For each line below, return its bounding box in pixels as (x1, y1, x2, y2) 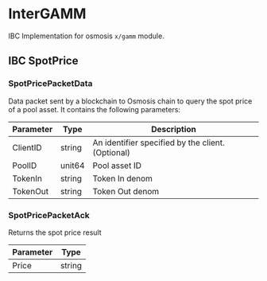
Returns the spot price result (8, 228, 102, 237)
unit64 (60, 160, 85, 171)
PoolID (12, 160, 37, 171)
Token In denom (92, 173, 153, 184)
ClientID (12, 142, 42, 153)
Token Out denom (92, 185, 160, 197)
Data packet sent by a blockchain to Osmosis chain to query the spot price (8, 96, 253, 106)
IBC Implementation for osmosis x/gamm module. (8, 31, 164, 41)
